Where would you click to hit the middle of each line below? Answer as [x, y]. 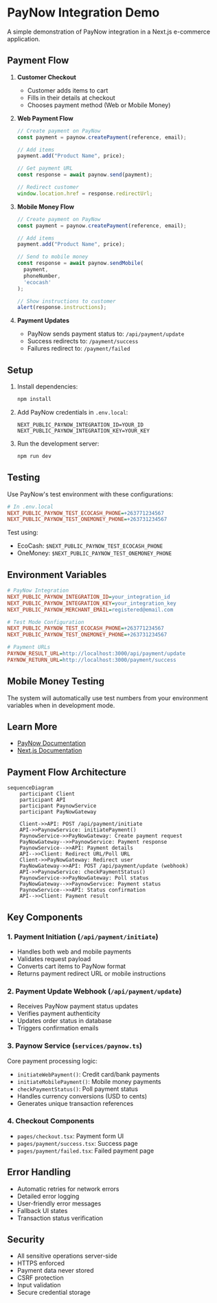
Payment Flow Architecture [67, 772]
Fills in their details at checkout [71, 97]
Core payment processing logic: [53, 1061]
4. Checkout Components [51, 1121]
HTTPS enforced [41, 1263]
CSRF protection [40, 1278]
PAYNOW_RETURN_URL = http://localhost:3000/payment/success [92, 660]
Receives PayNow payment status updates [78, 1006]
